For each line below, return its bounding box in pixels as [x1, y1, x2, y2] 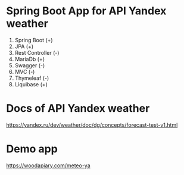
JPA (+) [14, 43, 34, 50]
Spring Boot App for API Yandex [6, 4, 167, 18]
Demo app [6, 142, 58, 156]
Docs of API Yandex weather [6, 102, 150, 115]
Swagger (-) [14, 61, 45, 69]
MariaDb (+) [14, 55, 45, 62]
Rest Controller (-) [14, 49, 60, 56]
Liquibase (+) [14, 80, 48, 87]
